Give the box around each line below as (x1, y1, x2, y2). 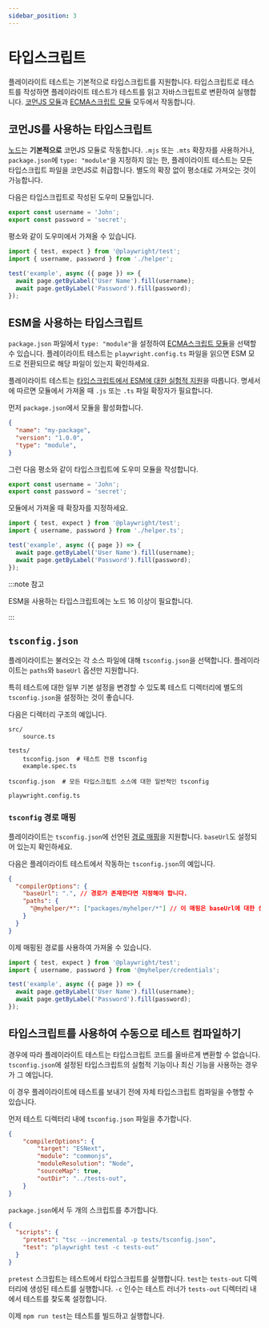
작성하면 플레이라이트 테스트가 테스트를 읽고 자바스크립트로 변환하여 (22, 87, 235, 96)
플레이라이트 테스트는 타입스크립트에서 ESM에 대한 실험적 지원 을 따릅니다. (8, 376, 239, 386)
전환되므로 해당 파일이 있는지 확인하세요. (22, 358, 150, 369)
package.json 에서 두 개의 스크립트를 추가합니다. (8, 1205, 159, 1215)
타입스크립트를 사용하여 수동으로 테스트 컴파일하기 (8, 1027, 242, 1041)
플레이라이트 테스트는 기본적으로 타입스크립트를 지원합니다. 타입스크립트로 (8, 77, 240, 87)
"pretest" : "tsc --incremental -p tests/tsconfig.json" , (22, 1236, 217, 1244)
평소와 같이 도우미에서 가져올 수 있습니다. (8, 232, 137, 241)
